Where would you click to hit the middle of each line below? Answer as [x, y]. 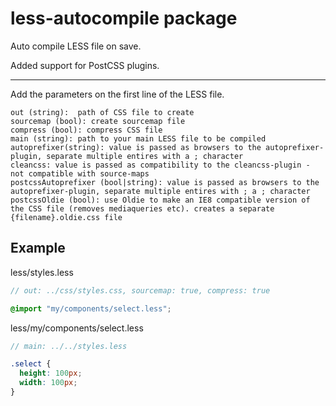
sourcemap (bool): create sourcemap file [98, 121]
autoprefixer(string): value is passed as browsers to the [136, 147]
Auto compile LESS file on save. [76, 46]
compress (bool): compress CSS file [86, 130]
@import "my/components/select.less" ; [91, 308]
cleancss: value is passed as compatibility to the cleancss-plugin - [160, 165]
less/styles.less [42, 272]
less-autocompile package [124, 18]
